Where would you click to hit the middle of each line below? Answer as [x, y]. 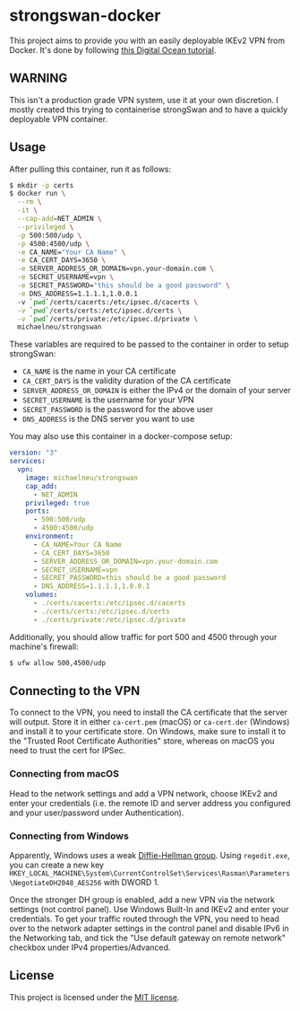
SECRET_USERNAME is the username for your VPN [108, 400]
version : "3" [34, 453]
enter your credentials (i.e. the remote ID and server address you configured [150, 803]
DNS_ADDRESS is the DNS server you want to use [108, 419]
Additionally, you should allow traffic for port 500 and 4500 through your [143, 637]
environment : [50, 536]
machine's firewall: [44, 646]
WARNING [39, 79]
